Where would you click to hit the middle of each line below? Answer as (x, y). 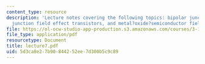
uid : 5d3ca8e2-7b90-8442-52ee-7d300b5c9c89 (63, 52)
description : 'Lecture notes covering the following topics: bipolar (97, 18)
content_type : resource (37, 12)
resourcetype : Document (37, 40)
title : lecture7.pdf (33, 46)
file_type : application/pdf (42, 35)
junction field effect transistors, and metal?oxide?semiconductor (99, 23)
